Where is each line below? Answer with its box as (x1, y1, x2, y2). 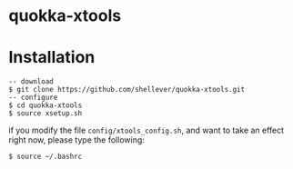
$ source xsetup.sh (8, 109, 83, 118)
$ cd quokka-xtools (8, 101, 83, 110)
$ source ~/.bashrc (8, 152, 83, 162)
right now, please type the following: (8, 134, 145, 145)
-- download (8, 77, 54, 86)
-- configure (8, 93, 58, 103)
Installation (8, 47, 96, 68)
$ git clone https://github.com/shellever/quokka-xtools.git (8, 85, 246, 94)
